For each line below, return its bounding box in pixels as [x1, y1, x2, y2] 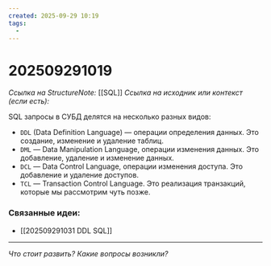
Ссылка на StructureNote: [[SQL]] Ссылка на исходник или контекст [8, 88, 244, 97]
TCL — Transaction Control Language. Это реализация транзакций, [19, 178, 246, 189]
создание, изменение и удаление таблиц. [19, 136, 164, 145]
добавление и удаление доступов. [19, 170, 140, 180]
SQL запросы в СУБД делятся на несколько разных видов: [8, 112, 211, 121]
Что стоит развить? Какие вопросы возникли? [8, 248, 169, 258]
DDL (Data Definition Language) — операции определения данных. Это [19, 128, 260, 137]
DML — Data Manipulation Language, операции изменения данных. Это [19, 145, 260, 154]
